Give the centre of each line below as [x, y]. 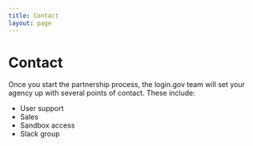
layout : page [30, 23]
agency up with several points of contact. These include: [102, 93]
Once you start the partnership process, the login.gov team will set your [127, 85]
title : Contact [34, 16]
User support [42, 109]
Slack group [40, 134]
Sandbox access [47, 125]
